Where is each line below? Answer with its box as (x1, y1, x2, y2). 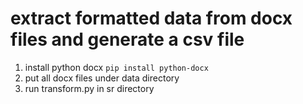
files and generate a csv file (10, 28, 245, 51)
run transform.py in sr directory (24, 82, 155, 94)
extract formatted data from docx (10, 7, 293, 30)
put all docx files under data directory (24, 72, 180, 84)
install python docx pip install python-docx (24, 61, 209, 73)
